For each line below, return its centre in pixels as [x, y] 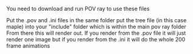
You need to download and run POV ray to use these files [78, 9]
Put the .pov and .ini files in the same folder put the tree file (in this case [96, 20]
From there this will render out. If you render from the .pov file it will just [96, 33]
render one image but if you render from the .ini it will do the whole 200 [96, 39]
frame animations [28, 46]
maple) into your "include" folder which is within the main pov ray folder [96, 27]
